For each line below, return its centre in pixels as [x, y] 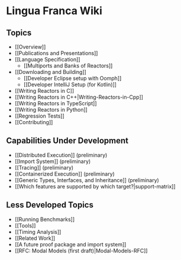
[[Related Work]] [35, 238]
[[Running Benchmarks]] [45, 219]
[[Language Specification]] [47, 59]
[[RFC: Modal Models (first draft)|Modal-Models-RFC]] [81, 251]
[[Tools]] [25, 225]
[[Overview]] [30, 47]
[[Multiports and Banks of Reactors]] [68, 66]
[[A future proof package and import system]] [70, 244]
